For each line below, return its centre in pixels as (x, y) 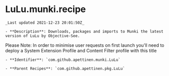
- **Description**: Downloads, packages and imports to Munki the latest (84, 31)
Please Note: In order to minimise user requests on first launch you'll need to (85, 45)
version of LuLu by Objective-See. (43, 36)
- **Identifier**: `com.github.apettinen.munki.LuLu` (63, 60)
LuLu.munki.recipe (46, 9)
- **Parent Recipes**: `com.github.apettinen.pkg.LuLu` (65, 68)
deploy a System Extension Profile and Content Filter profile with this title (81, 50)
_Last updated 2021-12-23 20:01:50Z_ (45, 23)
